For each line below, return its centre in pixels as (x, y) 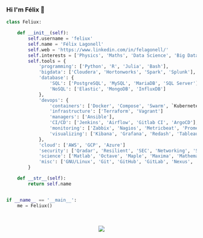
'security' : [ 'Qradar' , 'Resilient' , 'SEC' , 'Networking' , (114, 151)
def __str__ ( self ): (42, 178)
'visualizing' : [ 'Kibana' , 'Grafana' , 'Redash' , (111, 134)
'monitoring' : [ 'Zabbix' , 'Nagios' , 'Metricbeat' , (114, 128)
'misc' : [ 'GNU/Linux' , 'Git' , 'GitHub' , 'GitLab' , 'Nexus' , (116, 162)
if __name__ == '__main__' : (42, 200)
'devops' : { (53, 100)
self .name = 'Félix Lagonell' (66, 44)
